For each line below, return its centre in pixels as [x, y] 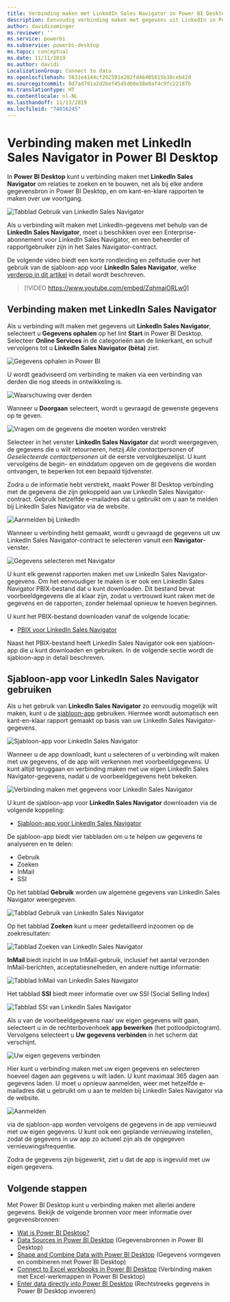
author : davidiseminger [41, 26]
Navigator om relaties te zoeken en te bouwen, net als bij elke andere [105, 184]
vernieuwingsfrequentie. [42, 1146]
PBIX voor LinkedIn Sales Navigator [67, 629]
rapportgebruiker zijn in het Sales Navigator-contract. [82, 247]
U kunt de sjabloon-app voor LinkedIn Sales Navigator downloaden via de [112, 803]
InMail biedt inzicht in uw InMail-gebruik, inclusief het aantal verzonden [108, 960]
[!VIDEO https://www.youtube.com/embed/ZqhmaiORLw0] [106, 288]
